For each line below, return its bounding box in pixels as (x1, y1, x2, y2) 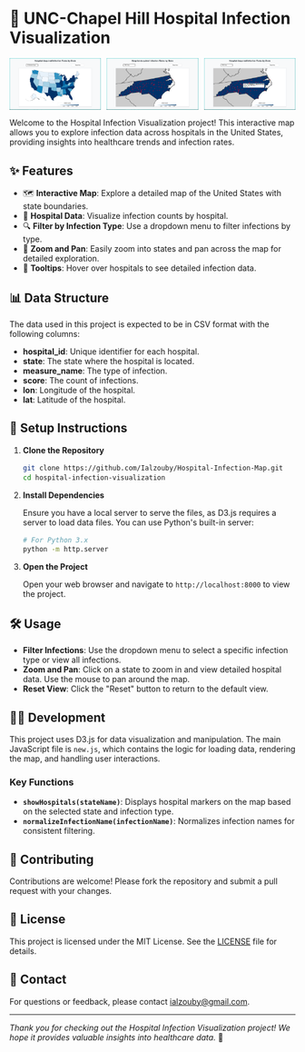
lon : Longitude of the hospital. (22, 384, 136, 395)
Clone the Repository (22, 444, 104, 455)
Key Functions (9, 776, 74, 789)
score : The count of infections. (22, 374, 139, 385)
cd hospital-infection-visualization (22, 472, 166, 482)
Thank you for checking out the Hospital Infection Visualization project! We (9, 1022, 290, 1033)
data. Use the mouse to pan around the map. (22, 674, 191, 685)
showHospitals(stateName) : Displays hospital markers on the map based (22, 797, 291, 808)
